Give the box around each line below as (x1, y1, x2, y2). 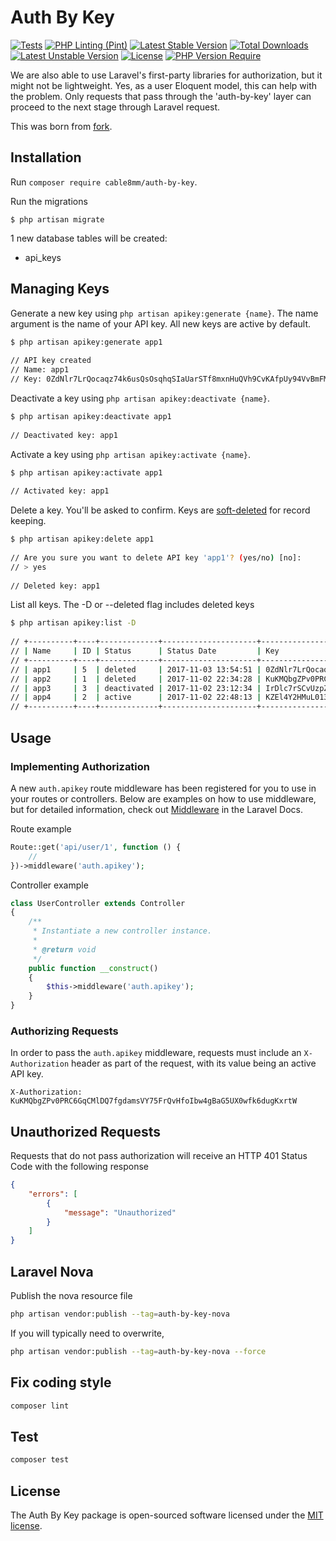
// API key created (10, 356, 92, 366)
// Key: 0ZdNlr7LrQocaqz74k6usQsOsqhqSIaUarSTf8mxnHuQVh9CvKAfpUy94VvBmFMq (10, 374, 333, 385)
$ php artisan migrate (10, 214, 105, 225)
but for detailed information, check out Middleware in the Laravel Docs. (10, 803, 303, 815)
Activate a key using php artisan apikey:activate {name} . (10, 448, 252, 460)
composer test (10, 1455, 70, 1465)
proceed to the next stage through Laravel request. (10, 101, 221, 113)
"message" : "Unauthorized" (63, 1207, 177, 1218)
